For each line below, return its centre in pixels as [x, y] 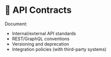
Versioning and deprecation [40, 44]
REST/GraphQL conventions [41, 39]
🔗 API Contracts [38, 10]
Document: [16, 24]
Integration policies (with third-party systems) [59, 49]
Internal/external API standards [44, 33]
